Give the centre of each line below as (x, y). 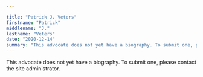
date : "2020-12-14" (31, 40)
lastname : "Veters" (31, 34)
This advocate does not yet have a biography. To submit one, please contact (101, 62)
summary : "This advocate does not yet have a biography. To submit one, (100, 45)
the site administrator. (33, 69)
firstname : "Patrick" (34, 23)
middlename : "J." (28, 28)
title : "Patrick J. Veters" (42, 17)
